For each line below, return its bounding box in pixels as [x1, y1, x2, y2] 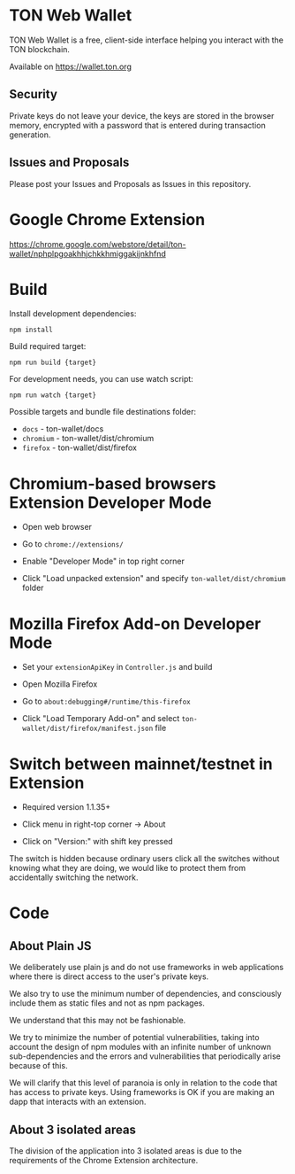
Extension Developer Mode [9, 493, 212, 512]
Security [9, 87, 57, 102]
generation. [9, 129, 51, 140]
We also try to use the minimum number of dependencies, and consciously [9, 989, 282, 999]
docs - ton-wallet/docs [21, 424, 104, 434]
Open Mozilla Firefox [21, 679, 98, 689]
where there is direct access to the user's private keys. [9, 971, 209, 982]
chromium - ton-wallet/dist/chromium [21, 433, 155, 444]
